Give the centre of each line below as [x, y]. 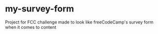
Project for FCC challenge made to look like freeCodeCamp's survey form [79, 22]
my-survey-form [40, 9]
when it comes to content [31, 27]
